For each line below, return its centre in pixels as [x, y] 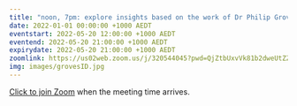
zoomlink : [27, 58]
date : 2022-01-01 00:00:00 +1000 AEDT [80, 26]
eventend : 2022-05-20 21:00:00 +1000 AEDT [88, 42]
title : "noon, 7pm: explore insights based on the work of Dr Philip [140, 17]
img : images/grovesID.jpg [57, 67]
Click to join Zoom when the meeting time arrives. [99, 91]
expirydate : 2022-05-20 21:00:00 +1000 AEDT [92, 50]
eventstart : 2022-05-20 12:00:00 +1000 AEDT [92, 34]
